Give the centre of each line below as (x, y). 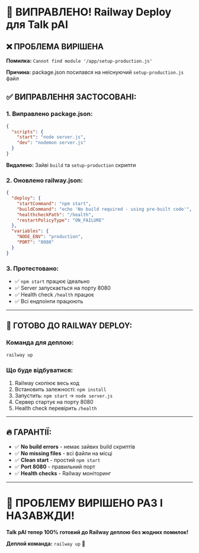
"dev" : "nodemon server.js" (51, 143)
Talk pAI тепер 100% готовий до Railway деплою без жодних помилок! (97, 532)
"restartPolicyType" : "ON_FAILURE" (61, 220)
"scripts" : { (28, 132)
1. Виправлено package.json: (49, 114)
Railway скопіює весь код (47, 383)
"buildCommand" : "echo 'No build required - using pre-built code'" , (105, 209)
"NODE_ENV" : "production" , (50, 237)
